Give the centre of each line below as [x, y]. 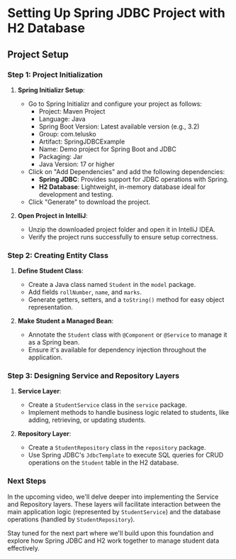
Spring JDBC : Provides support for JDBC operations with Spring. [134, 179]
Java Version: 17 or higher [77, 164]
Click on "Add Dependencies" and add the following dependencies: [127, 171]
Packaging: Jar [61, 156]
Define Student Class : [50, 271]
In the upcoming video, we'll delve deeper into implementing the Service [113, 496]
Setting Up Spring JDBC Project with [116, 13]
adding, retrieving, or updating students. [87, 420]
